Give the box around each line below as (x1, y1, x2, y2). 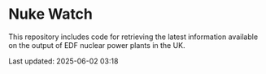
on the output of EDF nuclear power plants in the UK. (8, 40, 185, 50)
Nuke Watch (8, 5, 94, 24)
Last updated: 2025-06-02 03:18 (8, 56, 119, 66)
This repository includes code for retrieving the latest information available (8, 32, 259, 41)
